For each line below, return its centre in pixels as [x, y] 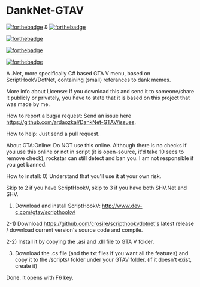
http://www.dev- [122, 206]
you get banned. [26, 164]
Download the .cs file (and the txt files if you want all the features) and [101, 253]
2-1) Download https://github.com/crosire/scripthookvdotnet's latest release [100, 223]
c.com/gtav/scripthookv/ [45, 212]
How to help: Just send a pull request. [53, 134]
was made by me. [28, 104]
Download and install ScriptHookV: [57, 206]
